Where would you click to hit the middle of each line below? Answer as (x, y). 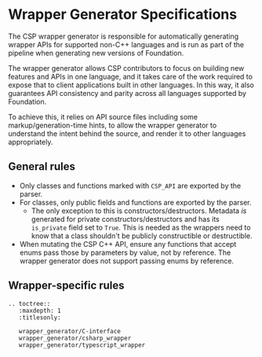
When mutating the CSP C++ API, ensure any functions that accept (128, 244)
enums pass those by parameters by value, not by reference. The (125, 252)
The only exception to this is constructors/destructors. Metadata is (139, 211)
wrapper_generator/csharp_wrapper (75, 338)
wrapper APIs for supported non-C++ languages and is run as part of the (126, 44)
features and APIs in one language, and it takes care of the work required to (131, 76)
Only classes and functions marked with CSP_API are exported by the (130, 186)
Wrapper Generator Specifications (123, 15)
